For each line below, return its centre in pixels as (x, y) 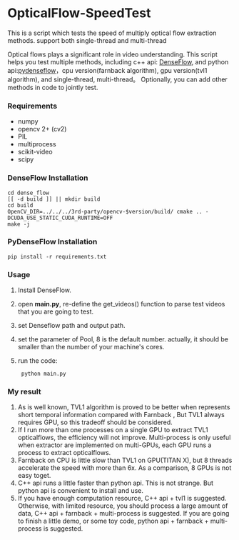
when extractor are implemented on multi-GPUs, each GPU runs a (115, 445)
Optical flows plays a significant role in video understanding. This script (112, 54)
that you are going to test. (56, 311)
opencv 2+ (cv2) (42, 129)
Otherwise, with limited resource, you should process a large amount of (123, 506)
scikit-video (35, 152)
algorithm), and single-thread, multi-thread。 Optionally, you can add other (118, 79)
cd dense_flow (29, 193)
